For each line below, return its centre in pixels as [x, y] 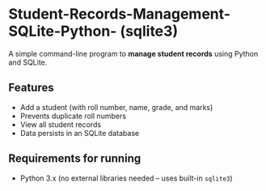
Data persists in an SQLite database [80, 133]
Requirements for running [75, 159]
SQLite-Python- [63, 31]
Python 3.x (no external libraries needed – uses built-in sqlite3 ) [126, 178]
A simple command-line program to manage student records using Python [133, 53]
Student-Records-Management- [120, 14]
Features [31, 88]
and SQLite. [28, 62]
